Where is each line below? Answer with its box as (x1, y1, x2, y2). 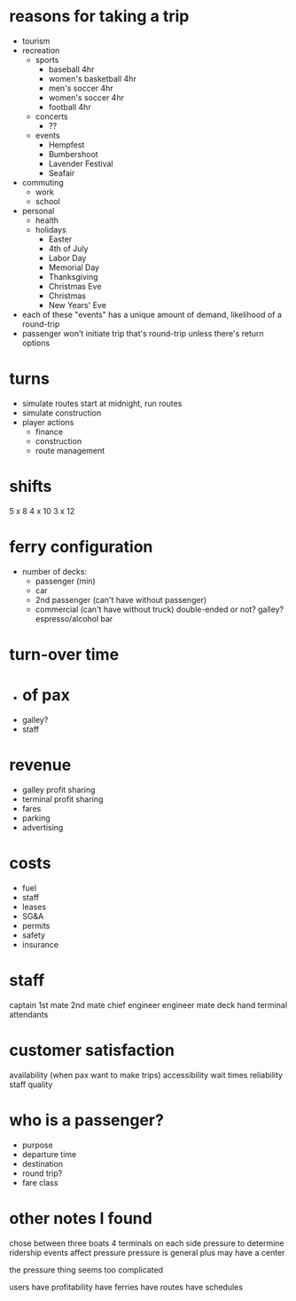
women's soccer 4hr (48, 91, 124, 103)
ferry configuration (9, 537, 153, 557)
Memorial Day (48, 262, 100, 273)
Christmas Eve (48, 281, 102, 291)
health (35, 215, 59, 226)
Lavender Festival (48, 158, 113, 169)
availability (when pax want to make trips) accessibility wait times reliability (9, 1069, 284, 1080)
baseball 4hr (48, 64, 95, 75)
